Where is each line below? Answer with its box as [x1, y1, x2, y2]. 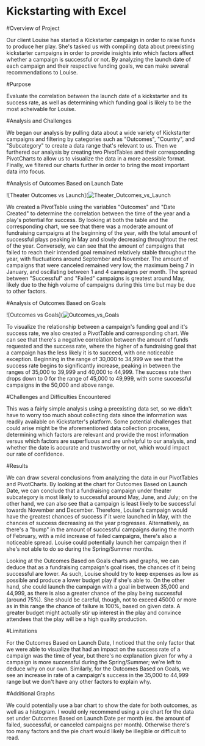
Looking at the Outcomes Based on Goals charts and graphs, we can [6, 557, 179, 564]
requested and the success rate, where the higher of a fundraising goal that [6, 342, 196, 350]
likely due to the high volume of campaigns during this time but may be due [6, 281, 196, 288]
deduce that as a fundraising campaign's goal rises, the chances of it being [6, 563, 196, 571]
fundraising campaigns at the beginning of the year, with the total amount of [6, 229, 198, 236]
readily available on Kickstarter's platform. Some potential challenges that [6, 418, 192, 425]
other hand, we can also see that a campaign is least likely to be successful [6, 500, 196, 507]
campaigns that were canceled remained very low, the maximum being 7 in [6, 261, 195, 269]
